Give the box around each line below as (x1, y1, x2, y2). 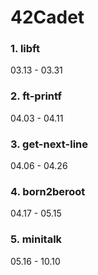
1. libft (10, 42, 40, 56)
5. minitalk (10, 232, 63, 246)
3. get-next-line (10, 137, 88, 151)
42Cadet (10, 6, 85, 29)
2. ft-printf (10, 89, 63, 103)
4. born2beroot (10, 185, 86, 198)
